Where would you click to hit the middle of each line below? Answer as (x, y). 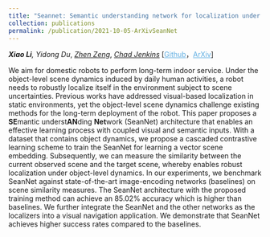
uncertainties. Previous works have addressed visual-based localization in (131, 96)
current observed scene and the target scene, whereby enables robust (125, 165)
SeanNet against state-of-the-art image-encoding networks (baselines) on (132, 182)
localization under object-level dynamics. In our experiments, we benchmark (135, 173)
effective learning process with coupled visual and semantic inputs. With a (131, 130)
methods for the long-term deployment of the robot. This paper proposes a (133, 113)
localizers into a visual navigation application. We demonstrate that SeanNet (134, 216)
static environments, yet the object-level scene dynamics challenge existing (134, 104)
